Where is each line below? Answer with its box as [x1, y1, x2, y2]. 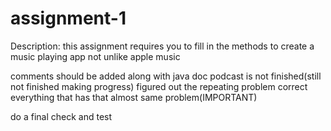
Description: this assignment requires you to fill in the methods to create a [10, 40, 315, 52]
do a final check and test [10, 110, 113, 122]
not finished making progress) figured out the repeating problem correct [10, 80, 308, 92]
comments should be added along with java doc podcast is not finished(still [10, 70, 322, 82]
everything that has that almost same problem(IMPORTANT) [10, 91, 258, 103]
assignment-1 [10, 7, 127, 30]
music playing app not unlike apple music [10, 50, 181, 62]
